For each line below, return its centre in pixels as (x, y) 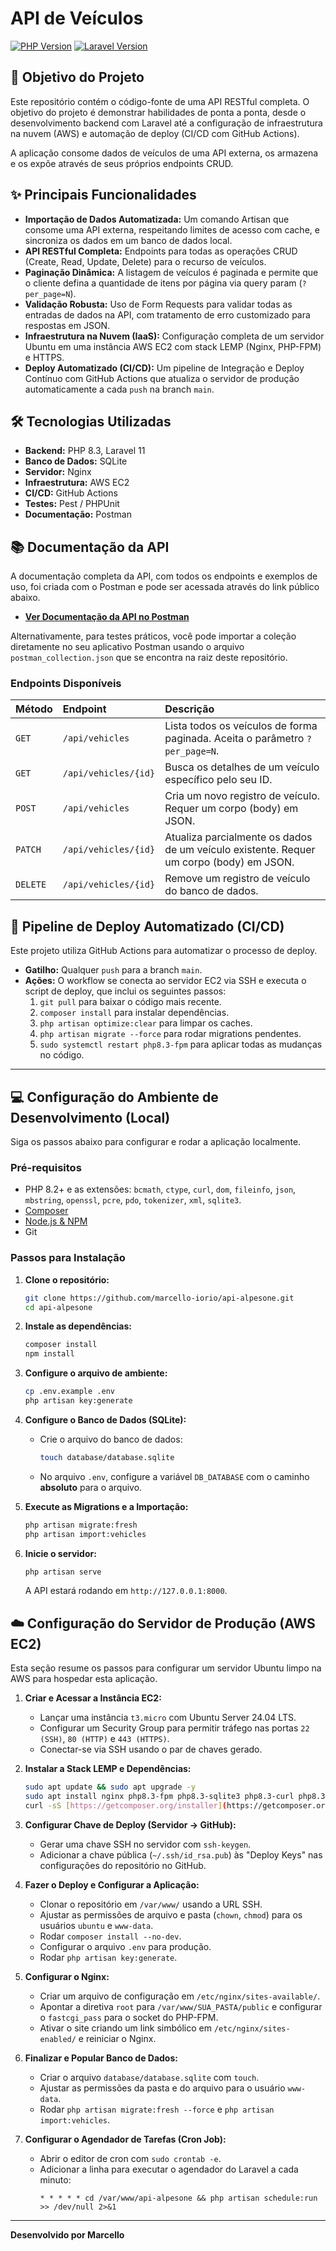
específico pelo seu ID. (218, 780)
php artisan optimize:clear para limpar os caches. (146, 1023)
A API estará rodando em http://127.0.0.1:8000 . (126, 1591)
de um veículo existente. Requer (240, 850)
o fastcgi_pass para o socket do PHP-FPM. (129, 2017)
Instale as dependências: (78, 1326)
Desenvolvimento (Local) (90, 1117)
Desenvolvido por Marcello (67, 2234)
